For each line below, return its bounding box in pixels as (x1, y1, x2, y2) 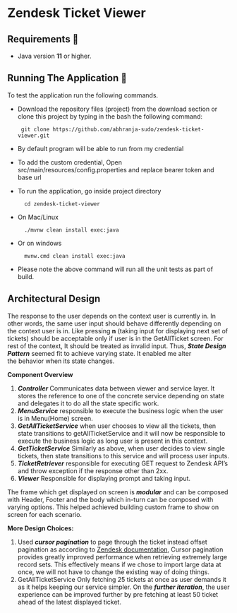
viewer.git (17, 132, 50, 139)
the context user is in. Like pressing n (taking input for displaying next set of (7, 326, 229, 335)
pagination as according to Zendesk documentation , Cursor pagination (17, 545, 224, 554)
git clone (20, 126, 50, 133)
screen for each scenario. (7, 510, 83, 518)
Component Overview (7, 370, 73, 379)
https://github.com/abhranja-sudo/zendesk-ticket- (52, 126, 205, 133)
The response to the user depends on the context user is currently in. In (7, 311, 217, 320)
